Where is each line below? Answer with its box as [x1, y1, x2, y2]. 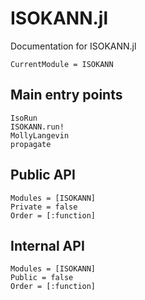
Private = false [10, 202, 78, 212]
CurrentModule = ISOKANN [10, 59, 114, 69]
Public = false [10, 273, 74, 283]
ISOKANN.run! [10, 122, 65, 132]
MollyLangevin [10, 130, 70, 141]
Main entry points [10, 87, 123, 104]
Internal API [10, 237, 85, 254]
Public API [10, 167, 76, 184]
